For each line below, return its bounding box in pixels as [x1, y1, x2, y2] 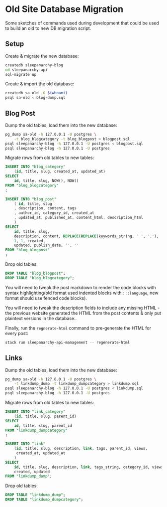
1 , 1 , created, [14, 238, 46, 243]
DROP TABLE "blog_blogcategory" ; [5, 275, 75, 280]
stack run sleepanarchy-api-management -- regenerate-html [5, 340, 130, 345]
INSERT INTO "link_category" [5, 409, 66, 414]
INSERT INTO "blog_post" [5, 196, 57, 201]
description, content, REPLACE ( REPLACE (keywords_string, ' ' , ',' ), [14, 233, 159, 239]
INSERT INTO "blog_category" [5, 165, 66, 169]
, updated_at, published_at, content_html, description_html [14, 215, 143, 220]
